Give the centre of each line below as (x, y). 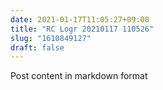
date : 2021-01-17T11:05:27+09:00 (80, 19)
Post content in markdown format (79, 76)
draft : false (37, 47)
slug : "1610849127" (51, 38)
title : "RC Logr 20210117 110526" (82, 29)
